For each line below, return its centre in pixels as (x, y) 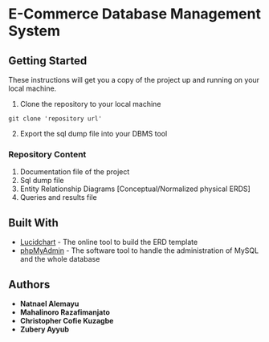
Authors (29, 285)
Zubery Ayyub (45, 329)
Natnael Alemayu (49, 303)
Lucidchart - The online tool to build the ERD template (109, 242)
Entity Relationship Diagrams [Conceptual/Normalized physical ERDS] (135, 189)
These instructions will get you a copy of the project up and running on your (134, 80)
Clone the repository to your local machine (90, 104)
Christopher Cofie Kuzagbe (67, 320)
